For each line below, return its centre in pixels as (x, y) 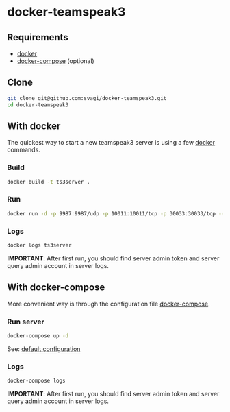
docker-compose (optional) (55, 61)
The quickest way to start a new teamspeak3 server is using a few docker (111, 143)
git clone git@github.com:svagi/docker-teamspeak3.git (87, 98)
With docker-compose (56, 288)
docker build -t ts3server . (49, 182)
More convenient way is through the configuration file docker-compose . (108, 304)
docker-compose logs (37, 381)
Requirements (38, 37)
